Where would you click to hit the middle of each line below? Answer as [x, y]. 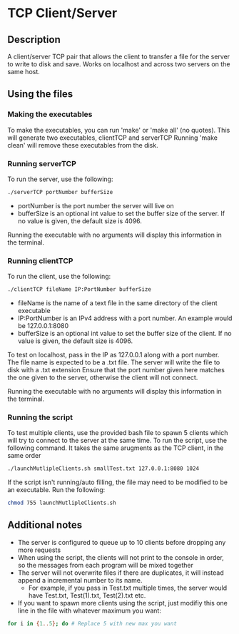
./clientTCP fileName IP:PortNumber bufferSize [80, 290]
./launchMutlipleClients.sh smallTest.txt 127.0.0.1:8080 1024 [103, 469]
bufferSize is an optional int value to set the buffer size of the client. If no [124, 334]
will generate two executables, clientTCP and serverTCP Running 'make [112, 138]
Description [34, 40]
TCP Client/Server [62, 13]
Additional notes [45, 525]
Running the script [40, 417]
